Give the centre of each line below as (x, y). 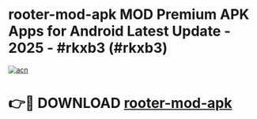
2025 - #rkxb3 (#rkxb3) (88, 48)
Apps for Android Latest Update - (119, 31)
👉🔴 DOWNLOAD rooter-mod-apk (120, 103)
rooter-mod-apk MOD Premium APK (129, 15)
